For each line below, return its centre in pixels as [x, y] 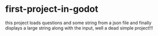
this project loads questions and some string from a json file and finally [78, 23]
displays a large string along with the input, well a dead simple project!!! [79, 28]
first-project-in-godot [52, 9]
